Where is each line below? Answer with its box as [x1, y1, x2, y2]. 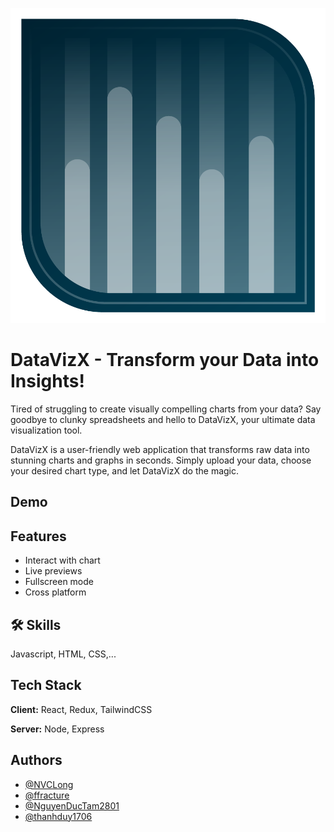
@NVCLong [24, 778, 74, 790]
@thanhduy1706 [24, 810, 93, 822]
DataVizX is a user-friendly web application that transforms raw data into [10, 443, 310, 455]
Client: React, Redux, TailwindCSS [10, 703, 153, 715]
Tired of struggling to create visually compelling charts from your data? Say [10, 403, 322, 415]
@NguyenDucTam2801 [24, 799, 120, 812]
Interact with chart [24, 554, 101, 567]
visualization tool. [10, 424, 83, 436]
